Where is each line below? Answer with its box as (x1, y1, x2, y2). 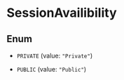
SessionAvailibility (6, 5, 117, 21)
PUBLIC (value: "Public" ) (16, 65, 87, 73)
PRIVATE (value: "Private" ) (16, 51, 92, 60)
